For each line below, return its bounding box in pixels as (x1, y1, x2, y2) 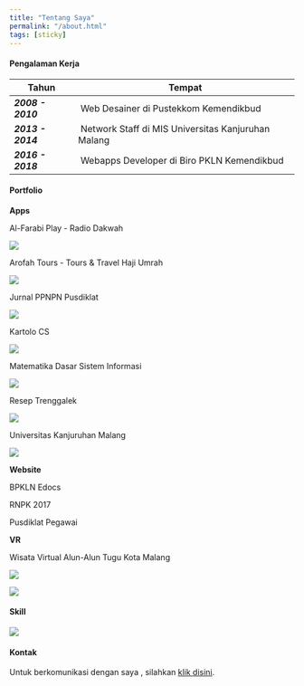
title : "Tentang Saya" (9, 13, 95, 23)
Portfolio (9, 185, 43, 195)
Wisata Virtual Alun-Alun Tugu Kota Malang (9, 551, 170, 562)
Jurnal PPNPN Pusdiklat (9, 291, 100, 302)
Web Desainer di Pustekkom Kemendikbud (80, 101, 261, 114)
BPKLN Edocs (9, 481, 62, 492)
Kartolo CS (9, 326, 50, 337)
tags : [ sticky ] (9, 30, 67, 39)
